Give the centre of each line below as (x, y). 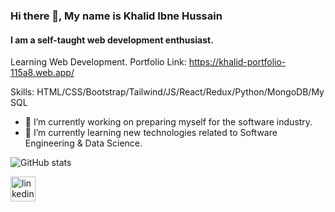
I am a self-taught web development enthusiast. (112, 40)
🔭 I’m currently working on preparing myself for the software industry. (168, 122)
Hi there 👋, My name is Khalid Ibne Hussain (116, 16)
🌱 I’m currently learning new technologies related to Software (151, 133)
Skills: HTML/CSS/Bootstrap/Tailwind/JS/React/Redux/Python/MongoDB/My (167, 92)
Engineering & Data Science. (83, 143)
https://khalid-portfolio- (237, 62)
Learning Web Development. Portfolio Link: (98, 62)
